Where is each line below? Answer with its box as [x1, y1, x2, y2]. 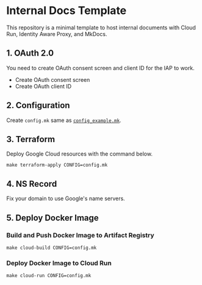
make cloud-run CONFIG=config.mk [6, 273, 92, 279]
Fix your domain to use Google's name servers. [6, 195, 125, 202]
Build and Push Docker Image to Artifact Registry [6, 231, 154, 239]
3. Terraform [6, 134, 56, 144]
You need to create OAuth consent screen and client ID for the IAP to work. [6, 64, 195, 71]
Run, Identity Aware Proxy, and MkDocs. [6, 30, 107, 37]
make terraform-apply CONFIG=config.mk [6, 162, 108, 168]
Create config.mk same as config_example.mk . [6, 117, 121, 124]
